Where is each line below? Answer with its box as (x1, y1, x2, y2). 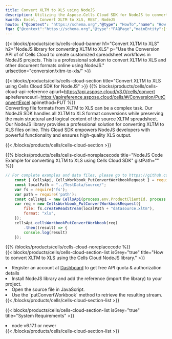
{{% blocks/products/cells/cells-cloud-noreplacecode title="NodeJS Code (5, 152, 163, 158)
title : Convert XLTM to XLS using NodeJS (5, 7, 95, 13)
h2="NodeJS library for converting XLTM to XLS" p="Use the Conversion (5, 46, 160, 52)
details (5, 270, 19, 277)
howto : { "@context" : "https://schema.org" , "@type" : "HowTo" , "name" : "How (5, 22, 166, 27)
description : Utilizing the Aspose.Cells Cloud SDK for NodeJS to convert (5, 12, 168, 17)
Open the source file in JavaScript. (12, 286, 85, 292)
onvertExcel (5, 99, 31, 105)
